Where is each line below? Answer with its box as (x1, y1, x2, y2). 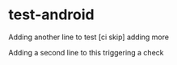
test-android (8, 6, 95, 24)
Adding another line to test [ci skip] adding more (8, 32, 170, 42)
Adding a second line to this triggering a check (8, 47, 164, 57)
